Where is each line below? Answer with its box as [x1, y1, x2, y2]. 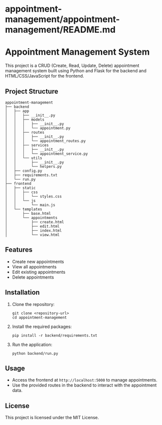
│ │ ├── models [5, 117, 45, 122]
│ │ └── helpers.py [5, 164, 62, 169]
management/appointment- [5, 14, 120, 25]
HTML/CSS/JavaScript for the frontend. [5, 73, 84, 79]
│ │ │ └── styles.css [5, 194, 62, 199]
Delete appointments [12, 274, 54, 280]
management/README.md [5, 24, 116, 35]
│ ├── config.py [5, 168, 42, 173]
